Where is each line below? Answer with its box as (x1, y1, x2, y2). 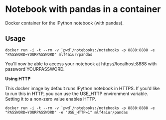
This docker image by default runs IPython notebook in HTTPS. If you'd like (5, 85, 160, 91)
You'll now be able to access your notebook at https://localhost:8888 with (5, 61, 157, 67)
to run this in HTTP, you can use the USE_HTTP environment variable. (5, 91, 149, 97)
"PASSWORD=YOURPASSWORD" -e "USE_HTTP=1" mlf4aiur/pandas (5, 110, 128, 115)
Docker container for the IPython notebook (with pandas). (5, 20, 124, 26)
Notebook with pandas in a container (5, 3, 161, 15)
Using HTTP (5, 76, 31, 82)
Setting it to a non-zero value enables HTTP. (5, 96, 96, 102)
